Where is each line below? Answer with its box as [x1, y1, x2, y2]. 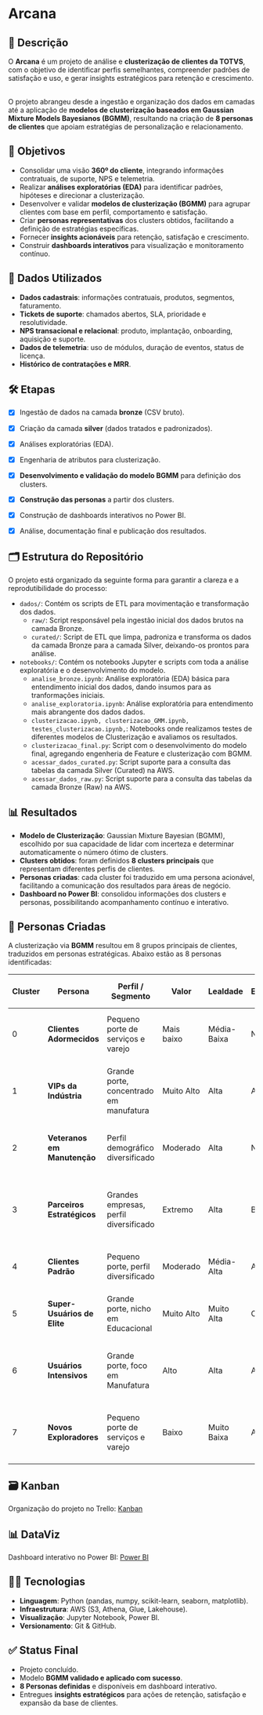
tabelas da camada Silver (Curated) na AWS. [31, 765, 175, 775]
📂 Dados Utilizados [8, 272, 103, 285]
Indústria [47, 1090, 82, 1101]
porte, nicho [106, 1304, 151, 1315]
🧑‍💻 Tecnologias [8, 1575, 86, 1589]
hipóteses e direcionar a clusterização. [19, 190, 145, 200]
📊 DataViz [8, 1527, 60, 1541]
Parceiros [47, 1199, 85, 1210]
